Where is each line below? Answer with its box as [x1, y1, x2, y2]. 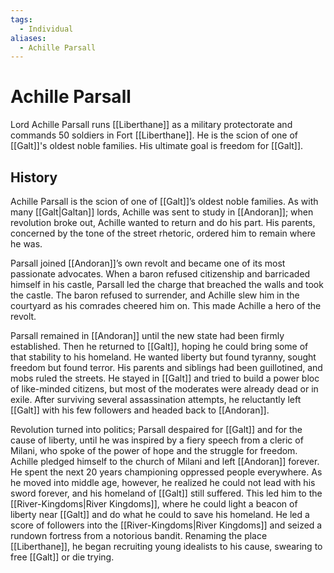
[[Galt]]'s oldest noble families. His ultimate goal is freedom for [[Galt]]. [10, 140, 304, 152]
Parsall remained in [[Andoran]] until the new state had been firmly [10, 330, 285, 341]
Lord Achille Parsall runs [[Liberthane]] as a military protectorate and [10, 119, 293, 131]
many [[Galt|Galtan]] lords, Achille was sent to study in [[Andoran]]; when [10, 206, 314, 218]
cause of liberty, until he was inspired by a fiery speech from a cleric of [10, 434, 304, 446]
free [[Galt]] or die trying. [10, 551, 115, 563]
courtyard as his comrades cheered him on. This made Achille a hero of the [10, 300, 322, 311]
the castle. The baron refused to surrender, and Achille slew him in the [10, 289, 300, 301]
